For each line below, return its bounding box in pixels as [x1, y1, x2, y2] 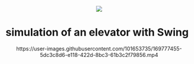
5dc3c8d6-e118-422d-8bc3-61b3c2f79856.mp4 [40, 51, 158, 58]
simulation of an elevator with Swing [5, 26, 189, 39]
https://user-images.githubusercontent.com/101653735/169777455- [16, 45, 182, 52]
